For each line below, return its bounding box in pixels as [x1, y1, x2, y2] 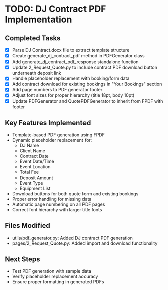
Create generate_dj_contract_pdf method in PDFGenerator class [12, 53, 145, 59]
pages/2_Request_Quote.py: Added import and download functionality [12, 240, 158, 246]
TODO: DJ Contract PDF [5, 3, 106, 15]
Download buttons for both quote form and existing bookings [12, 191, 139, 197]
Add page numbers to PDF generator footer [12, 87, 103, 93]
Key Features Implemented [5, 118, 91, 127]
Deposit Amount [19, 175, 53, 181]
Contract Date [19, 153, 49, 159]
